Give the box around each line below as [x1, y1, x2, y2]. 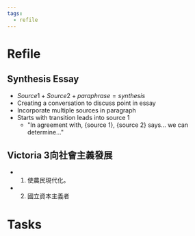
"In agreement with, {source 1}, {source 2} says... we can [27, 121, 189, 129]
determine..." [27, 128, 64, 136]
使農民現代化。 [27, 176, 70, 185]
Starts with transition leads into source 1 [16, 113, 130, 121]
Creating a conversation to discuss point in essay [16, 99, 156, 107]
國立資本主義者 [27, 192, 70, 200]
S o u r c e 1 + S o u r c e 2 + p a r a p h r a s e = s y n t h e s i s [16, 91, 146, 99]
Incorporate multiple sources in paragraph [16, 106, 136, 114]
